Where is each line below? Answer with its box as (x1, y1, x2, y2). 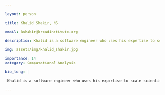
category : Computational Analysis (5, 61, 76, 65)
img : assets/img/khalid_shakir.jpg (5, 47, 78, 52)
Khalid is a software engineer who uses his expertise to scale (7, 78, 141, 83)
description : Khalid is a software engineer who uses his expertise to (5, 38, 155, 43)
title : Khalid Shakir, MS (5, 20, 58, 25)
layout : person (5, 11, 36, 16)
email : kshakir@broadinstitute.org (5, 29, 78, 34)
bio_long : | (5, 69, 29, 74)
